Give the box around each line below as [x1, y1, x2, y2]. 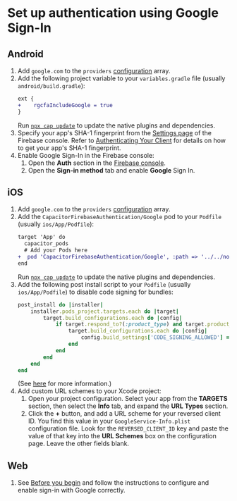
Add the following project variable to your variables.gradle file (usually [17, 74, 226, 82]
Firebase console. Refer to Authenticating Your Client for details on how [17, 136, 226, 144]
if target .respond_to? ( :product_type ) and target [55, 321, 205, 328]
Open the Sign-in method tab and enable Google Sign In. [28, 166, 195, 174]
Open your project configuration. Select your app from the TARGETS [28, 395, 228, 403]
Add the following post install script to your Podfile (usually [17, 280, 191, 288]
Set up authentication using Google [7, 5, 219, 21]
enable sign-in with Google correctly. [17, 486, 126, 495]
